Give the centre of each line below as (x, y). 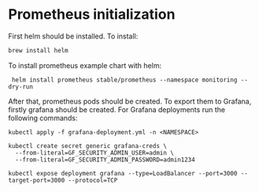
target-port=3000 (37, 180)
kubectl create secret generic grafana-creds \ (88, 146)
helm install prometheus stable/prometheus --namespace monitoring (124, 80)
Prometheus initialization (92, 14)
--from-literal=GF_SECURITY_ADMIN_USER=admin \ (95, 153)
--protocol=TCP (93, 180)
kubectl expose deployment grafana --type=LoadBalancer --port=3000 (123, 173)
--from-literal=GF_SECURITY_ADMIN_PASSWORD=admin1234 (105, 159)
